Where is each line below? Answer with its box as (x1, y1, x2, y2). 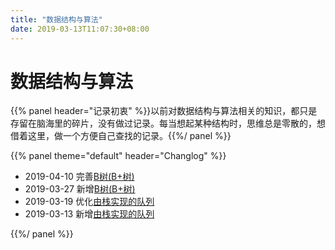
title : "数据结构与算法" (10, 14, 103, 25)
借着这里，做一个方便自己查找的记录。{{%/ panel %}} (10, 130, 232, 142)
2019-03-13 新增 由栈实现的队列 (24, 208, 155, 220)
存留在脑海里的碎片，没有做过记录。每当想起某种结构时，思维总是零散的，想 (10, 117, 326, 130)
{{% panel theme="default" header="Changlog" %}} (10, 150, 227, 162)
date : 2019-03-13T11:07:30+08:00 (10, 24, 150, 34)
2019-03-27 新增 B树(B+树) (24, 183, 136, 195)
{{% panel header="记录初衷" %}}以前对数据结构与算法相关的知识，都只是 (10, 105, 318, 117)
